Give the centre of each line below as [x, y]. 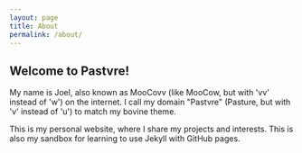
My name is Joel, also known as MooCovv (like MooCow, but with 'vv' [139, 93]
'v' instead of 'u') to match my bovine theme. [93, 112]
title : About [34, 26]
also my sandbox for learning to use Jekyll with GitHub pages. [125, 139]
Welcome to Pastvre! [69, 71]
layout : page [34, 18]
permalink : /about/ [46, 34]
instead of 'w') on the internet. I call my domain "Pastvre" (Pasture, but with [150, 102]
